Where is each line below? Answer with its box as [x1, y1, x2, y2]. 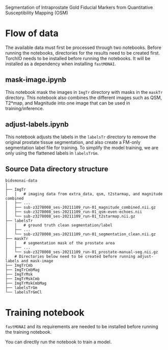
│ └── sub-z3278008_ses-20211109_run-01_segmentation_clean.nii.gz [5, 232, 156, 237]
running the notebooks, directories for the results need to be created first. [5, 49, 160, 56]
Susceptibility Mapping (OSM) [5, 10, 69, 16]
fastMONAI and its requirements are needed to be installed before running [5, 323, 158, 330]
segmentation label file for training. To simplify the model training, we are [5, 144, 159, 151]
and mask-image [21, 259, 53, 264]
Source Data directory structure [5, 164, 108, 173]
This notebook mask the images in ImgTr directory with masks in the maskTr [5, 89, 163, 95]
